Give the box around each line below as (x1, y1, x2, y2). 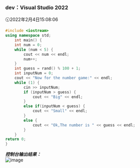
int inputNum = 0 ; (14, 71, 53, 76)
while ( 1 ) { (14, 80, 40, 85)
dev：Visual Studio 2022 (5, 4, 69, 11)
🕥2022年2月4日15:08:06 (5, 16, 59, 23)
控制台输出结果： (5, 151, 41, 157)
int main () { (14, 38, 42, 43)
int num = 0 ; (14, 42, 42, 47)
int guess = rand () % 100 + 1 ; (14, 66, 81, 71)
